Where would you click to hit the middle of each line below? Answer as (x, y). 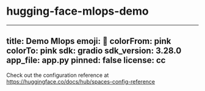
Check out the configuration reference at (58, 75)
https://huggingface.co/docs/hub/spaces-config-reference (81, 81)
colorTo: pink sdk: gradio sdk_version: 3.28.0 (94, 51)
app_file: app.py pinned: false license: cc (86, 60)
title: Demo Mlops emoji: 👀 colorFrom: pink (89, 41)
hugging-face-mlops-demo (77, 11)
